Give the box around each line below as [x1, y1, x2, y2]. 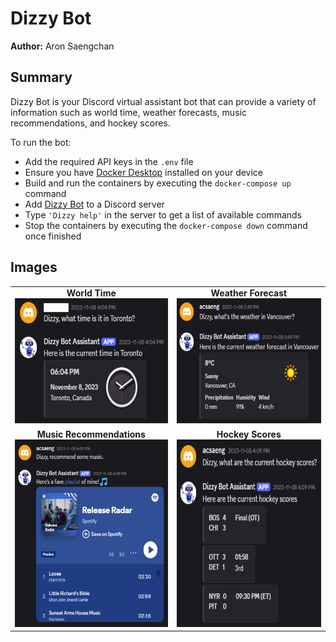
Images [10, 259, 58, 276]
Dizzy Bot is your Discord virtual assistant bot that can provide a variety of [10, 95, 317, 107]
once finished [24, 230, 82, 242]
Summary [10, 69, 73, 86]
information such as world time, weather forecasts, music [10, 106, 247, 118]
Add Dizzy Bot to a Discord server [24, 198, 165, 210]
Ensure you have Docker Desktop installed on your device [24, 166, 264, 178]
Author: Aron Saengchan [10, 40, 115, 52]
